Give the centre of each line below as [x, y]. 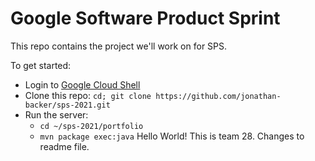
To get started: [41, 65]
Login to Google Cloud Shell [82, 84]
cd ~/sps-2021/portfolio [91, 126]
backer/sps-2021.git [67, 105]
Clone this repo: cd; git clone [88, 95]
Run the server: [56, 114]
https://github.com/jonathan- [218, 96]
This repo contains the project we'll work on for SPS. [119, 46]
